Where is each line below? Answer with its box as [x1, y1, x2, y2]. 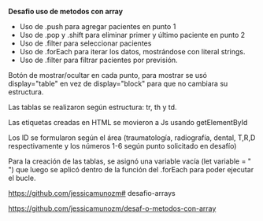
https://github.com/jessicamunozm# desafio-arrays [8, 189, 176, 197]
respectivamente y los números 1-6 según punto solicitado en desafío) [8, 142, 237, 150]
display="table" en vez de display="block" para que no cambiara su [8, 79, 228, 88]
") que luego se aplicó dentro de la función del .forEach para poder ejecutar [8, 165, 254, 174]
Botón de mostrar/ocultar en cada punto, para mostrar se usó [8, 71, 207, 79]
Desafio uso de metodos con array [8, 7, 124, 16]
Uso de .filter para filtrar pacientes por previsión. [19, 55, 179, 64]
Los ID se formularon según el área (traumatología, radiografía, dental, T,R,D [8, 133, 256, 142]
